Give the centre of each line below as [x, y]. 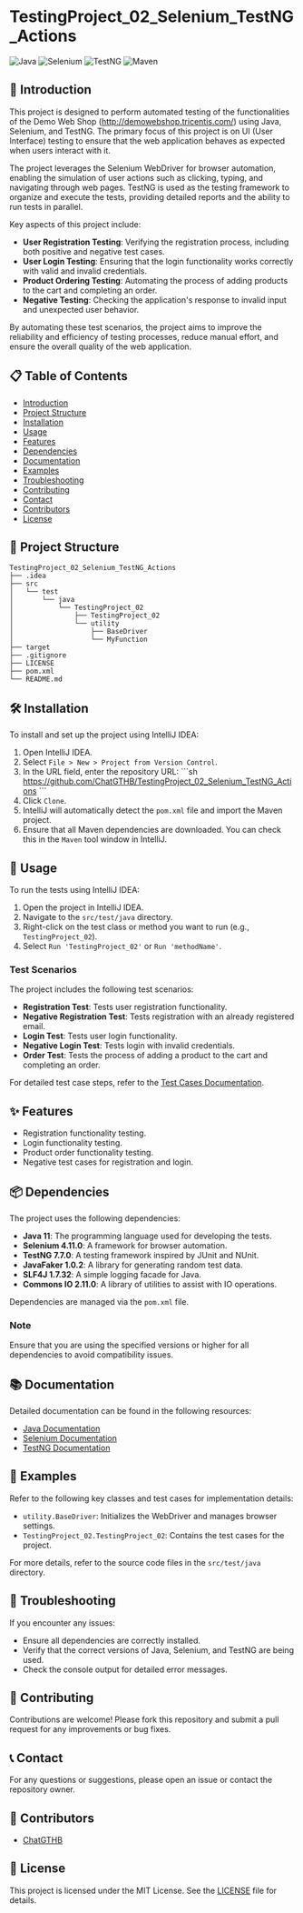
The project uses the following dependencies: [95, 1218]
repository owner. [42, 1789]
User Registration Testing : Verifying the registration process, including [156, 242]
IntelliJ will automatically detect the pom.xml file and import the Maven [152, 810]
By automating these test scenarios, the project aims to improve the [136, 327]
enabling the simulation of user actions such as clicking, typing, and [136, 177]
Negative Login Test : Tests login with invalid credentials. [129, 1046]
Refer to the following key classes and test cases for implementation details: [151, 1498]
